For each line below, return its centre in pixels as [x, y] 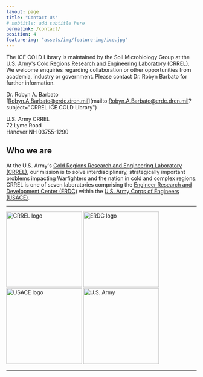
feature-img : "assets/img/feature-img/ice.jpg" [67, 40]
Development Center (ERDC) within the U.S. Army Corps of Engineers [93, 191]
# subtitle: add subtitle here [46, 23]
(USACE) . [18, 198]
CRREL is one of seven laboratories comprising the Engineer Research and [99, 184]
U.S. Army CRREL [28, 119]
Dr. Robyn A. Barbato [32, 95]
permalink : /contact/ [34, 29]
